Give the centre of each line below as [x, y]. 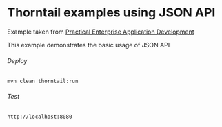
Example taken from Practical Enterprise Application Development [101, 32]
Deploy [17, 60]
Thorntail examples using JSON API [111, 13]
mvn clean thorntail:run [43, 81]
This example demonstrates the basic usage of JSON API [89, 45]
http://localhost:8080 [40, 117]
